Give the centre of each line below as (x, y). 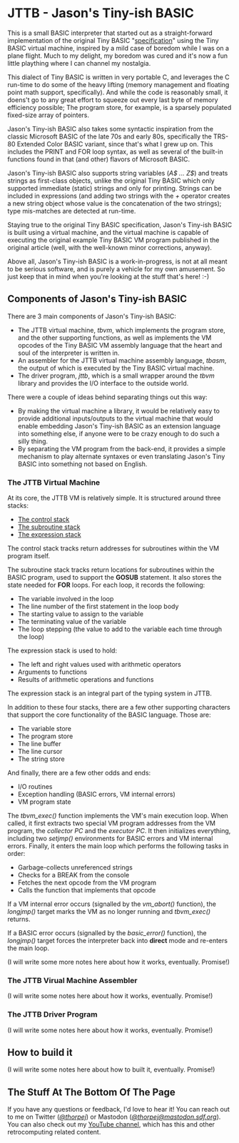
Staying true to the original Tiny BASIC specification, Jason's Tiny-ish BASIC (120, 225)
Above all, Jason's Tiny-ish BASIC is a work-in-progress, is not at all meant (117, 261)
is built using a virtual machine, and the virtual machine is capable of (108, 232)
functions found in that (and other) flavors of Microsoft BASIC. (99, 159)
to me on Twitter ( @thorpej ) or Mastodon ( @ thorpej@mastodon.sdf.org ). (114, 1117)
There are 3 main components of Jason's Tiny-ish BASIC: (92, 316)
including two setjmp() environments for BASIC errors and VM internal (110, 839)
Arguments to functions (52, 672)
